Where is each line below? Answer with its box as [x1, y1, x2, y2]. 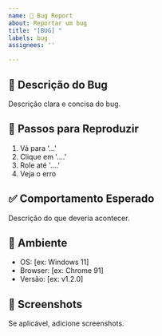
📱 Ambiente [8, 236, 68, 250]
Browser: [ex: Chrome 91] [19, 266, 104, 275]
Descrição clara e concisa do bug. [8, 99, 121, 109]
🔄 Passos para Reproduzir [8, 122, 140, 136]
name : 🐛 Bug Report [8, 11, 73, 20]
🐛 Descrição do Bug [8, 77, 108, 92]
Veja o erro [19, 168, 57, 178]
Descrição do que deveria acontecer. [8, 213, 130, 223]
